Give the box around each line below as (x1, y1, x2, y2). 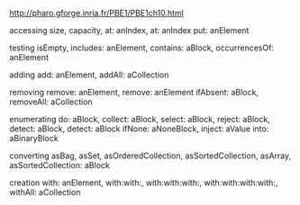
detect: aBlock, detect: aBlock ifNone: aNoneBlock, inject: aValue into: (9, 123, 269, 134)
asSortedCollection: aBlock (9, 160, 110, 170)
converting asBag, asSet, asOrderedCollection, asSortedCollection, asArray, (9, 150, 291, 161)
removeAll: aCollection (9, 96, 93, 107)
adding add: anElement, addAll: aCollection (9, 69, 169, 80)
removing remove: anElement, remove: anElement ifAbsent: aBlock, (9, 87, 259, 97)
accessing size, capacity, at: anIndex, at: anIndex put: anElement (9, 25, 250, 35)
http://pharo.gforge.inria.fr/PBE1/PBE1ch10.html (9, 8, 185, 18)
